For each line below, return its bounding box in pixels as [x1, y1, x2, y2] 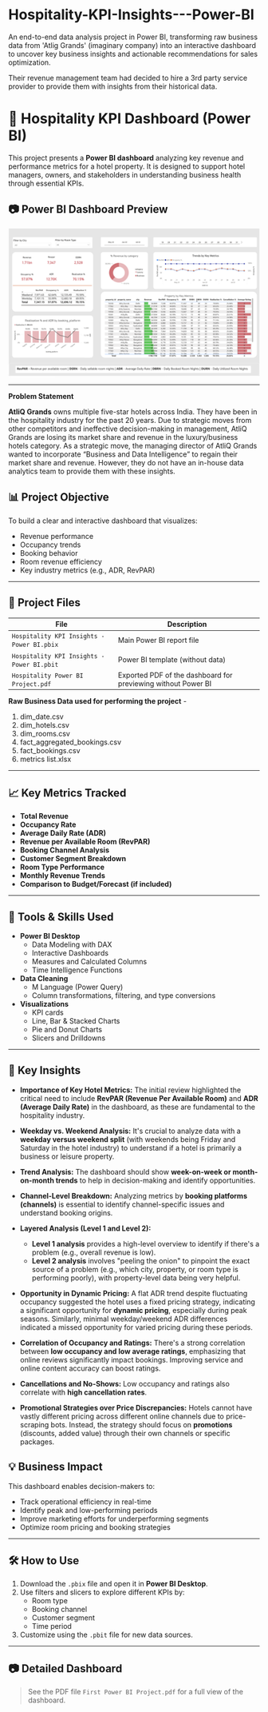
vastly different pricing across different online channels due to [19, 1411, 225, 1421]
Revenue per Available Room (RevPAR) [19, 837, 151, 847]
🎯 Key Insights [8, 1064, 81, 1077]
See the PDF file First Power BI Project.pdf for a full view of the [27, 1687, 243, 1697]
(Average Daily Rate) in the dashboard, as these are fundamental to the [19, 1102, 255, 1111]
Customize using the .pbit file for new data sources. [19, 1630, 193, 1640]
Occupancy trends [19, 540, 81, 549]
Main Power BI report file [118, 635, 199, 644]
